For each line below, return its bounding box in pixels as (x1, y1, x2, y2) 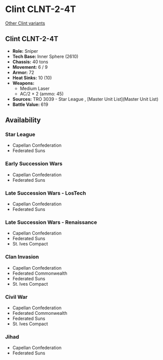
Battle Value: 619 (12, 101, 48, 107)
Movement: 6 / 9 (12, 64, 48, 70)
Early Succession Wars (5, 160, 62, 167)
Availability (5, 116, 41, 125)
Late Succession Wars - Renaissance (5, 218, 97, 225)
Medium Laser (19, 85, 50, 91)
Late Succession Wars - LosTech (5, 189, 86, 196)
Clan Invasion (5, 254, 39, 261)
